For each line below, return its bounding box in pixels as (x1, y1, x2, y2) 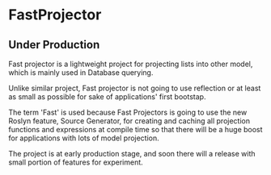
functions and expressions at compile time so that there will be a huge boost (8, 125, 263, 134)
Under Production (8, 38, 100, 52)
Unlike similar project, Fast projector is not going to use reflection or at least (8, 83, 261, 93)
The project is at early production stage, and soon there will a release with (8, 149, 256, 158)
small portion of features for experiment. (8, 157, 143, 167)
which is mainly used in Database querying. (8, 68, 154, 77)
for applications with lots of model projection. (8, 133, 159, 143)
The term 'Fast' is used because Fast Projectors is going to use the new (8, 107, 248, 117)
